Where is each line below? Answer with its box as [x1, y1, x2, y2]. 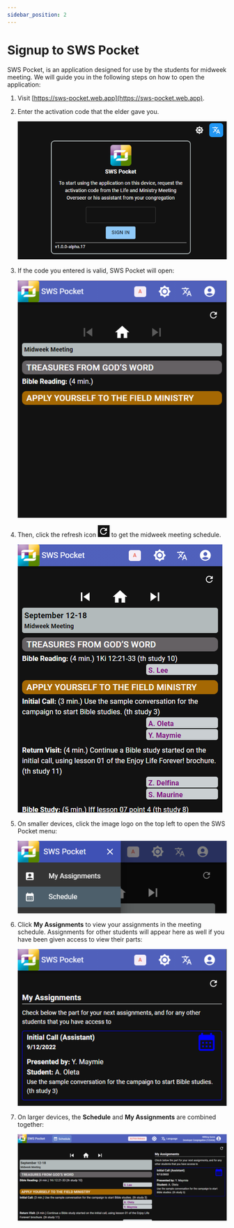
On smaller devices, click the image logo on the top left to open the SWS [17, 819, 226, 828]
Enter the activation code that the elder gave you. [17, 107, 159, 115]
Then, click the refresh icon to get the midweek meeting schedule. [17, 531, 221, 539]
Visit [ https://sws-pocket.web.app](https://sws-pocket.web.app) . [17, 94, 205, 102]
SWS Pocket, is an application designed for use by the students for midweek [7, 65, 227, 73]
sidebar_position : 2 [7, 11, 68, 18]
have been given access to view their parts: [17, 935, 143, 943]
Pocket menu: [17, 827, 58, 835]
